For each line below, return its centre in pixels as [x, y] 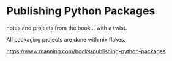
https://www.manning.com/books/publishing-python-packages [86, 51]
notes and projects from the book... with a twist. [67, 28]
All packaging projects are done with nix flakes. [66, 39]
